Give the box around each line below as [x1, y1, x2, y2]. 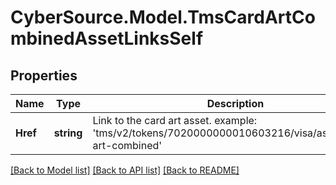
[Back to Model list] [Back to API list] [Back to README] [10, 164, 240, 176]
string [53, 126, 83, 140]
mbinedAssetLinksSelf [10, 27, 204, 50]
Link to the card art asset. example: [92, 114, 258, 127]
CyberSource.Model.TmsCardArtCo [10, 6, 316, 29]
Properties [10, 67, 78, 84]
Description [206, 97, 265, 110]
